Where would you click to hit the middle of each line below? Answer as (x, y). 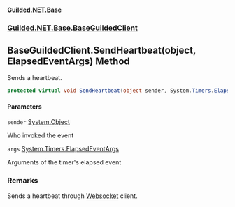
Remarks (23, 181)
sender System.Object (38, 122)
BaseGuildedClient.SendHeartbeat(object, (102, 50)
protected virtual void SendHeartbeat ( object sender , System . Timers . (111, 91)
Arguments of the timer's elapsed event (64, 162)
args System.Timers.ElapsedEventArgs (63, 149)
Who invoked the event (41, 135)
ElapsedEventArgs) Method (69, 61)
